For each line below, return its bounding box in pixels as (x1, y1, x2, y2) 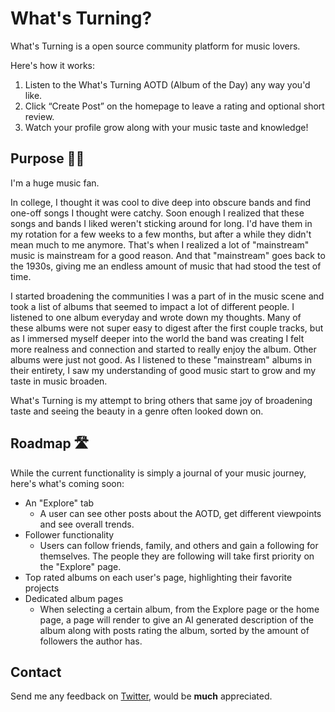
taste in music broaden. (10, 375, 108, 387)
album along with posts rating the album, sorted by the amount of (39, 624, 310, 636)
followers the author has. (39, 635, 143, 647)
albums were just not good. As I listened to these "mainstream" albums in (10, 353, 313, 366)
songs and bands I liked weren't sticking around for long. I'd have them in (10, 217, 313, 229)
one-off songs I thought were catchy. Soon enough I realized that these (10, 207, 305, 219)
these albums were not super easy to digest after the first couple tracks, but (10, 322, 324, 334)
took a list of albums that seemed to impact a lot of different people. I (10, 300, 295, 312)
